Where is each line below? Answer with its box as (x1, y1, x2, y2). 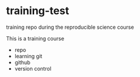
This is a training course (6, 35, 65, 42)
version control (14, 65, 52, 72)
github (14, 59, 31, 66)
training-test (6, 4, 69, 18)
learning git (14, 52, 42, 59)
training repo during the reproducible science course (6, 24, 134, 31)
